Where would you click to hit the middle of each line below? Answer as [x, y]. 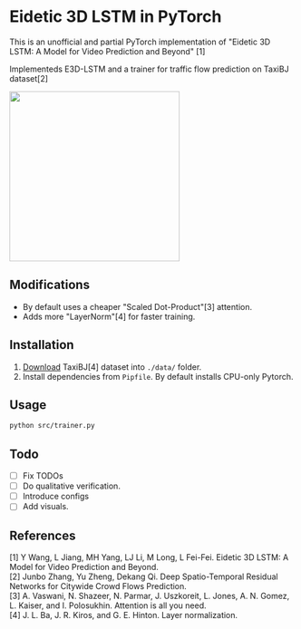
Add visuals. [46, 507]
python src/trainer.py [52, 426]
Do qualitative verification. [71, 486]
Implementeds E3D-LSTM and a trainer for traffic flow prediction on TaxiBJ [149, 69]
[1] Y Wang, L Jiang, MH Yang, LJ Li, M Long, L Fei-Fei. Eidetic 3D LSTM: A [149, 557]
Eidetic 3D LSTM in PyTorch [116, 17]
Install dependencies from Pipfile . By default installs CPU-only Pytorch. [158, 376]
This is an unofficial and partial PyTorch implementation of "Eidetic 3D [140, 42]
